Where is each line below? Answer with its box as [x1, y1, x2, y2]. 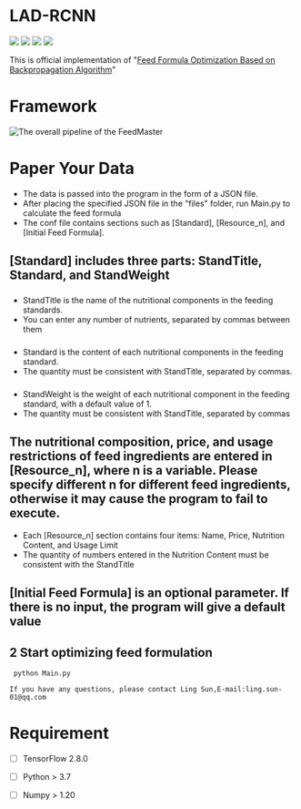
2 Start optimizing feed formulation [9, 644, 214, 661]
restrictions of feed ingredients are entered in [9, 448, 273, 465]
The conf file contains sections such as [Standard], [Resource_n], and [22, 217, 286, 228]
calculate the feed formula [22, 207, 122, 219]
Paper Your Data [9, 159, 135, 179]
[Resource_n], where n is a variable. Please [9, 463, 258, 478]
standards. [22, 304, 64, 315]
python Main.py [13, 669, 71, 678]
